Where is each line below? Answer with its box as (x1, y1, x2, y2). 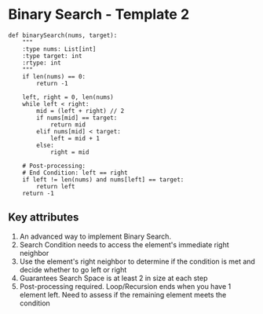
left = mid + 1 (49, 134, 100, 142)
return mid (49, 120, 86, 129)
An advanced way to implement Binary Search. (19, 232, 171, 241)
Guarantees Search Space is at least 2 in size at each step (19, 273, 208, 283)
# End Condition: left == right (22, 169, 128, 177)
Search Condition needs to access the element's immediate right (19, 239, 229, 249)
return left (36, 182, 76, 190)
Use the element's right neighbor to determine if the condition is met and (19, 257, 255, 266)
